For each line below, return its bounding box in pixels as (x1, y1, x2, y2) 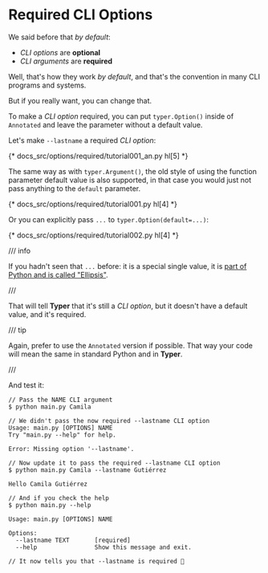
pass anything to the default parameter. (8, 183, 141, 193)
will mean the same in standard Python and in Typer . (8, 349, 183, 359)
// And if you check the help (8, 494, 110, 502)
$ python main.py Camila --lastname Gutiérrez (8, 465, 167, 474)
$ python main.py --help (8, 501, 91, 509)
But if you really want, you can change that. (8, 95, 152, 105)
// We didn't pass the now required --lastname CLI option (8, 417, 210, 425)
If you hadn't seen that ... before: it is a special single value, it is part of (8, 261, 247, 270)
